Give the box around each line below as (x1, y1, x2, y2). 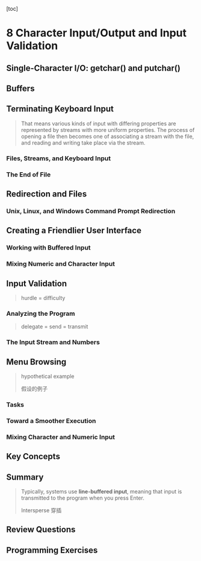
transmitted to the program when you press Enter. (20, 494, 144, 501)
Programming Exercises (6, 545, 98, 555)
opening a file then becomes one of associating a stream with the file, (20, 133, 194, 140)
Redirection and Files (6, 189, 87, 199)
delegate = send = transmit (20, 323, 88, 330)
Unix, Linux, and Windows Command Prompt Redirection (6, 207, 176, 215)
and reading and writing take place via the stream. (20, 139, 146, 146)
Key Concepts (6, 451, 60, 462)
